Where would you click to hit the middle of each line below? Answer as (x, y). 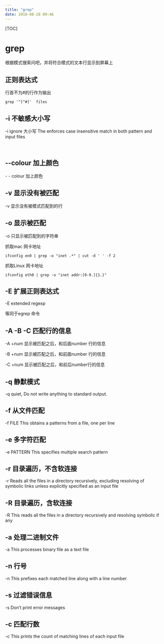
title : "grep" (20, 10)
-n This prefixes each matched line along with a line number (66, 578)
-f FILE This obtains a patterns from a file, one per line (60, 423)
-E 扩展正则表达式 (32, 291)
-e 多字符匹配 (26, 440)
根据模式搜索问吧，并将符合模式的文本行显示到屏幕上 (59, 63)
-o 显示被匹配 (26, 223)
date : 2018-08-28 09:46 (30, 14)
